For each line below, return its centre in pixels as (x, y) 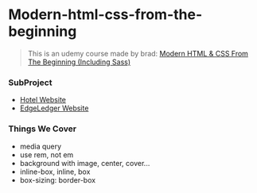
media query (41, 146)
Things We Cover (43, 129)
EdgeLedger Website (54, 108)
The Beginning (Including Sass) (79, 62)
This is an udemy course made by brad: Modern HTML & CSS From (138, 53)
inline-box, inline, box (55, 172)
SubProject (30, 83)
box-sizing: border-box (58, 179)
